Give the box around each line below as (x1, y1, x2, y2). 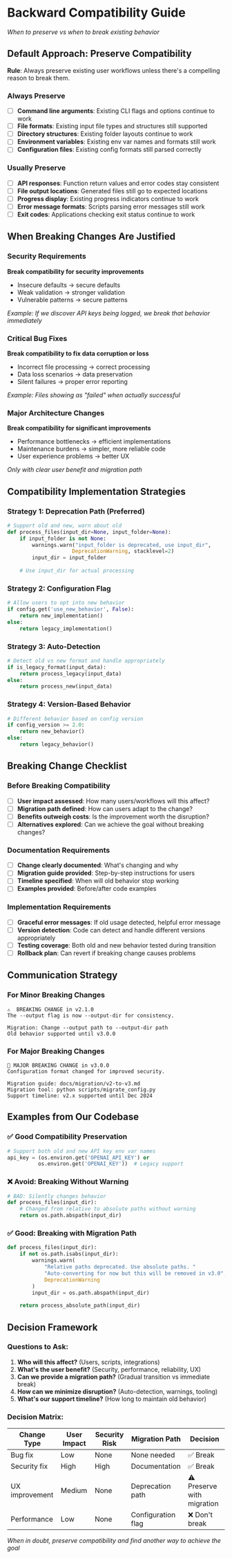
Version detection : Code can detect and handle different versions (17, 925, 206, 934)
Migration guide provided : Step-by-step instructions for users (17, 869, 195, 878)
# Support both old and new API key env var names (7, 1147, 156, 1155)
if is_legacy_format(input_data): (7, 663, 107, 670)
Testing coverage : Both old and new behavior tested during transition (17, 941, 216, 949)
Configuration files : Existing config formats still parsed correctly (17, 146, 202, 154)
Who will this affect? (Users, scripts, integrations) (17, 1357, 160, 1366)
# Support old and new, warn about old (7, 522, 122, 529)
